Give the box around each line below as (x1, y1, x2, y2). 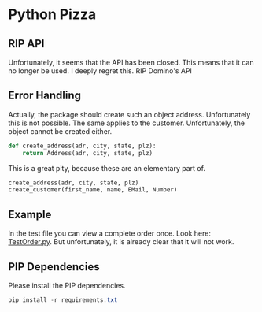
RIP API (8, 37, 45, 50)
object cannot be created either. (8, 126, 113, 136)
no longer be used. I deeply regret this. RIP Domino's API (8, 66, 193, 76)
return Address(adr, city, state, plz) (22, 149, 153, 157)
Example (8, 207, 52, 221)
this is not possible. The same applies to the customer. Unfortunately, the (8, 118, 245, 128)
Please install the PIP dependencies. (8, 280, 126, 290)
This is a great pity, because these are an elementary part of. (8, 163, 206, 173)
